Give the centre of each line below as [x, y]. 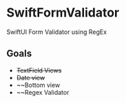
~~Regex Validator [43, 92]
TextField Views [39, 70]
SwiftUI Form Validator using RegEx [57, 32]
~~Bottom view [38, 85]
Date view [31, 77]
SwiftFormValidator [63, 13]
